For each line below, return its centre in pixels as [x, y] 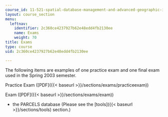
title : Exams [19, 42]
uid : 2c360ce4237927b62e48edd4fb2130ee [47, 51]
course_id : [16, 10]
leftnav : [19, 24]
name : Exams [26, 33]
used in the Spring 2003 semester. [41, 75]
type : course [19, 47]
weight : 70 [25, 38]
